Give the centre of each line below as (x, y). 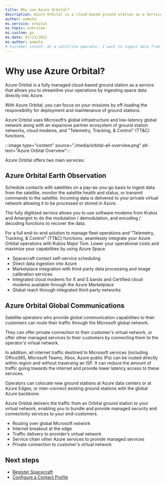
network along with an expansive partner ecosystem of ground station (77, 125)
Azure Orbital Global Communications (65, 305)
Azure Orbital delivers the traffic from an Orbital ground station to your (77, 403)
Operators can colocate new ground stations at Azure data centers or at (78, 383)
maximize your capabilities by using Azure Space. (56, 249)
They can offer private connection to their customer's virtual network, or (79, 332)
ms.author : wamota (24, 42)
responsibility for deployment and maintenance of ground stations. (73, 110)
